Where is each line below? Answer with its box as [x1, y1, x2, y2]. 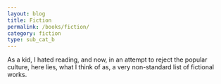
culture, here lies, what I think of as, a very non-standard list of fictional [7, 63, 215, 71]
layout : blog [7, 10, 46, 17]
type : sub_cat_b [7, 36, 55, 43]
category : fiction [7, 29, 61, 37]
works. [7, 71, 27, 79]
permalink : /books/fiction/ [7, 23, 90, 30]
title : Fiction [7, 17, 52, 24]
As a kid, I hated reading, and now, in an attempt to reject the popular [7, 55, 208, 64]
